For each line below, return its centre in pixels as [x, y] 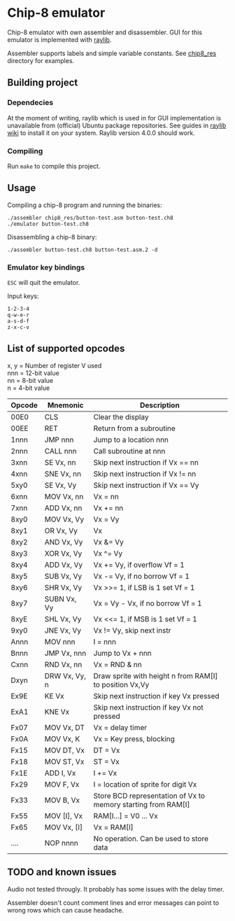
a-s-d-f [19, 321]
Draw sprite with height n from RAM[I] [156, 675]
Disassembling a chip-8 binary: [52, 237]
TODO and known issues [62, 872]
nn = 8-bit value [30, 380]
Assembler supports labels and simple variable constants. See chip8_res [112, 53]
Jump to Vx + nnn [122, 653]
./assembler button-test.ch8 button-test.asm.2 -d [83, 250]
